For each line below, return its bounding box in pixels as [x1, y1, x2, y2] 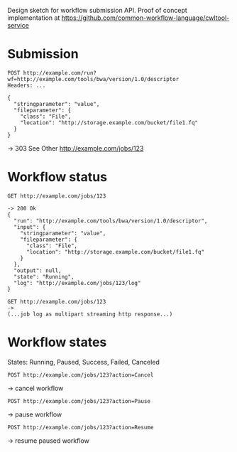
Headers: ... [7, 82, 46, 89]
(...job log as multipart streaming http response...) [7, 311, 173, 318]
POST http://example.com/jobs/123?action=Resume [7, 424, 154, 431]
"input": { [13, 223, 46, 230]
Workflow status [7, 169, 108, 185]
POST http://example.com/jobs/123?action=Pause [7, 397, 151, 404]
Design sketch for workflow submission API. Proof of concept [7, 6, 188, 14]
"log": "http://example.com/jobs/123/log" [13, 279, 141, 286]
